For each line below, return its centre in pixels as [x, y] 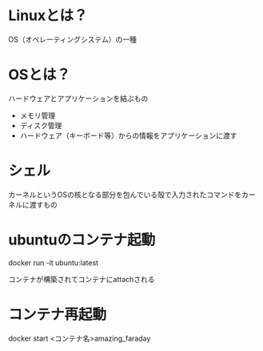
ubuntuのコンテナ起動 [82, 240]
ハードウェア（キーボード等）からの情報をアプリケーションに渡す [128, 135]
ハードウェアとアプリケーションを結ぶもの [78, 98]
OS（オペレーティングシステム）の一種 [73, 39]
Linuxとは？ [48, 16]
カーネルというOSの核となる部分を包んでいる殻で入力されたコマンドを [125, 194]
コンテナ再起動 [58, 315]
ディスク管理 [41, 125]
